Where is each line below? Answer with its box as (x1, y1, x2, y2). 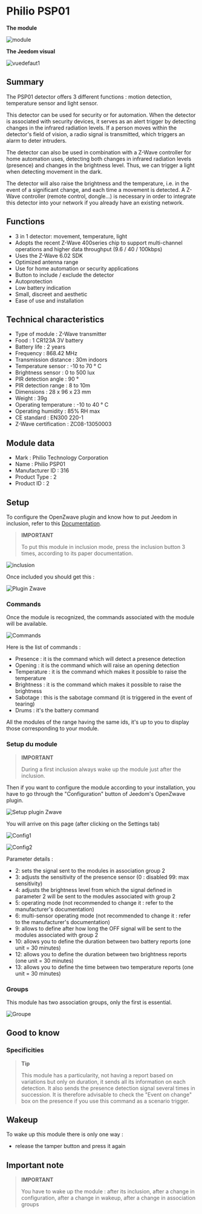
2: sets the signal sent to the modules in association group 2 (15, 867, 165, 874)
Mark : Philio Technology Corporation (15, 454, 109, 461)
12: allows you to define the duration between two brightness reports (15, 950, 187, 957)
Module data (6, 438, 55, 448)
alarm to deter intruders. (6, 137, 67, 144)
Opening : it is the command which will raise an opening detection (15, 661, 180, 669)
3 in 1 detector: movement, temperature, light (15, 232, 128, 240)
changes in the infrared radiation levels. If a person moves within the (6, 124, 177, 131)
